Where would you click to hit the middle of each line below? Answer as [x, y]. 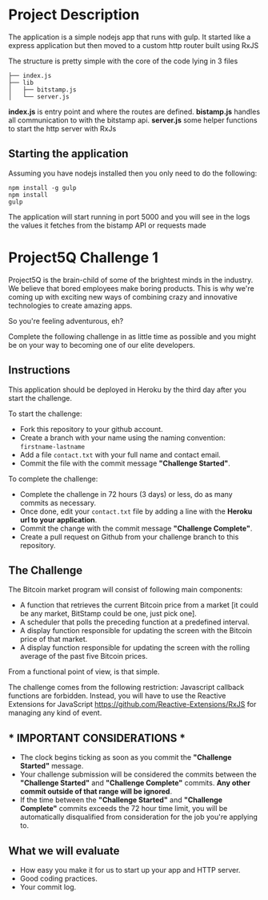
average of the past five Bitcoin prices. [84, 656]
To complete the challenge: [53, 478]
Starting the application [68, 154]
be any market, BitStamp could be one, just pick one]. [108, 614]
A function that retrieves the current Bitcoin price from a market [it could [139, 605]
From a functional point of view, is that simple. [84, 672]
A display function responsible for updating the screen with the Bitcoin [136, 631]
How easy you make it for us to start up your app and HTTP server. [130, 870]
